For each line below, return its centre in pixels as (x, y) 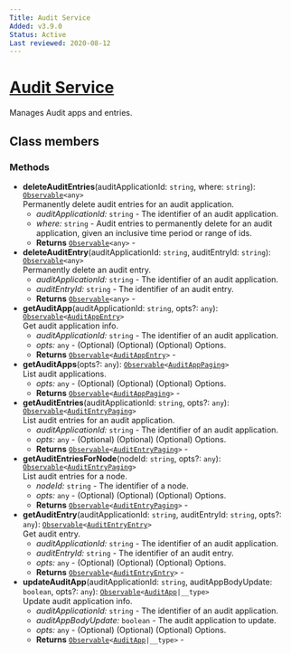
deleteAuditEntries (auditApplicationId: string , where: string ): (139, 186)
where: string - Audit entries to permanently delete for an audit (154, 223)
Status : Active (38, 34)
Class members (54, 141)
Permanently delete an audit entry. (87, 270)
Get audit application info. (70, 326)
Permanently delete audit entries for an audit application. (128, 204)
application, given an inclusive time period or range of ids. (144, 232)
